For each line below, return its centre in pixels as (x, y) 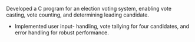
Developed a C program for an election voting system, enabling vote (89, 9)
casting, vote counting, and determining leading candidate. (77, 15)
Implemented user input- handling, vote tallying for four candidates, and (102, 26)
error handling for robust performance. (62, 33)
